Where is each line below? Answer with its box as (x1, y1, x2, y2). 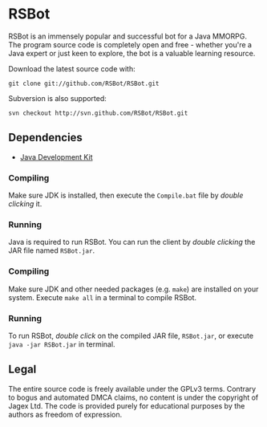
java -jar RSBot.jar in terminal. (8, 339, 115, 349)
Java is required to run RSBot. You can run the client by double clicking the (8, 238, 256, 247)
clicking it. (8, 199, 42, 209)
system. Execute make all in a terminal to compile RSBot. (8, 292, 197, 302)
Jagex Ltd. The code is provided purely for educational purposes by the (8, 401, 245, 410)
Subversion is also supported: (8, 93, 107, 103)
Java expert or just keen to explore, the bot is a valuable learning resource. (8, 48, 256, 58)
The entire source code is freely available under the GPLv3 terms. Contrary (8, 384, 257, 393)
